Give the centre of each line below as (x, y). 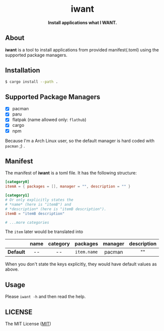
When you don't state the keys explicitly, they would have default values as (81, 264)
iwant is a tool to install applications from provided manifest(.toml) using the (82, 49)
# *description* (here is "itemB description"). (56, 209)
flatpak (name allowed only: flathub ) (49, 120)
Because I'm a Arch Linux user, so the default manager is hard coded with (80, 141)
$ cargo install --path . (31, 82)
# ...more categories (27, 222)
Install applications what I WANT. (82, 23)
